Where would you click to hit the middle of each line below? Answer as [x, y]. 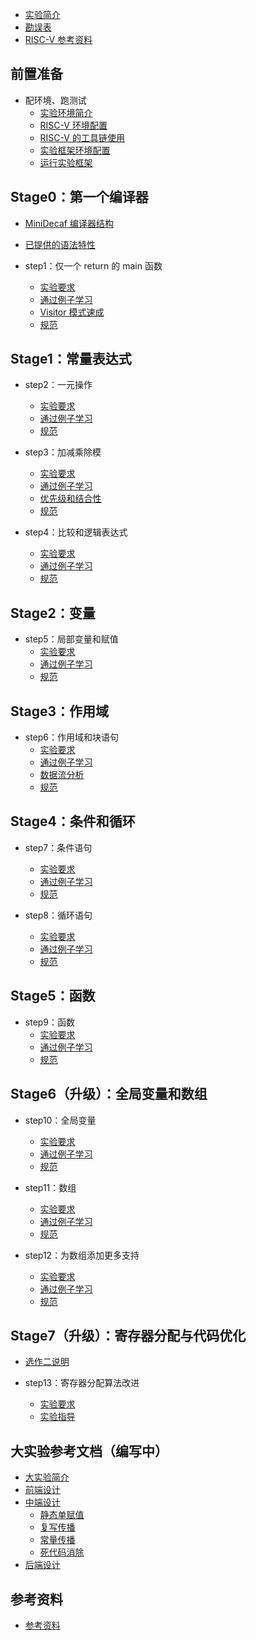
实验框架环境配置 [75, 150]
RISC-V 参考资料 [58, 39]
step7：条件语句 [58, 847]
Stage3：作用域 [60, 711]
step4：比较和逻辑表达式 [76, 532]
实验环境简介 [66, 112]
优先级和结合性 [70, 499]
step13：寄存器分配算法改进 [82, 1383]
